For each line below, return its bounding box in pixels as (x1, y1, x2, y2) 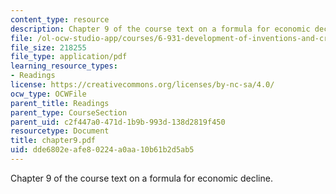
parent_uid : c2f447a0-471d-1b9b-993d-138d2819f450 (10, 117, 226, 127)
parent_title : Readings (10, 98, 110, 108)
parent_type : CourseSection (10, 107, 128, 118)
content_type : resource (10, 14, 110, 25)
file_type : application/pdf (10, 52, 128, 62)
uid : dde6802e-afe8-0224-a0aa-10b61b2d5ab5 (10, 145, 195, 155)
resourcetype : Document (10, 126, 110, 136)
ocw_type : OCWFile (10, 89, 87, 99)
